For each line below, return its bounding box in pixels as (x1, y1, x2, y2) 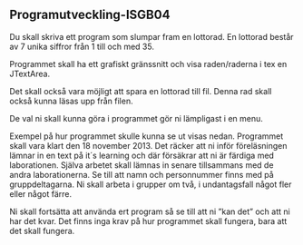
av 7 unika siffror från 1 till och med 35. (9, 41, 154, 52)
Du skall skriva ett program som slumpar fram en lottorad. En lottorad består (9, 31, 294, 42)
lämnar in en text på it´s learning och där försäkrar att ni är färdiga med (9, 150, 275, 161)
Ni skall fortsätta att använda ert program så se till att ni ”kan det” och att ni (9, 206, 290, 217)
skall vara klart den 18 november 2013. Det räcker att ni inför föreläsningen (9, 140, 288, 151)
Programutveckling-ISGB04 (9, 7, 171, 23)
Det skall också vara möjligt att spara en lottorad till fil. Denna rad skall (9, 85, 272, 96)
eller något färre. (9, 188, 73, 199)
